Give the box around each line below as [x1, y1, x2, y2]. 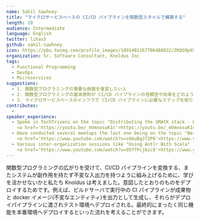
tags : [6, 58, 20, 64]
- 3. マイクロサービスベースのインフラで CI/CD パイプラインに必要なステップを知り [11, 97, 193, 103]
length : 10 [6, 20, 33, 26]
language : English [6, 31, 52, 37]
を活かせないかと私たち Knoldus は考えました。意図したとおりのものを [6, 179, 180, 186]
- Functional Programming [11, 64, 76, 70]
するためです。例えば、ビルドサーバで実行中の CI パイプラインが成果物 [16, 186, 192, 193]
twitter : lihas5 [6, 36, 46, 42]
